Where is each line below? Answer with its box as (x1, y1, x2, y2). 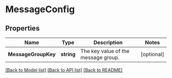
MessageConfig (5, 4, 75, 15)
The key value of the (80, 47, 130, 55)
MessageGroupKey (8, 51, 56, 58)
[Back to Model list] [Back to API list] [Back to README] (5, 67, 123, 73)
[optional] (140, 51, 164, 58)
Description (93, 39, 123, 46)
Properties (5, 24, 40, 33)
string (60, 51, 76, 58)
